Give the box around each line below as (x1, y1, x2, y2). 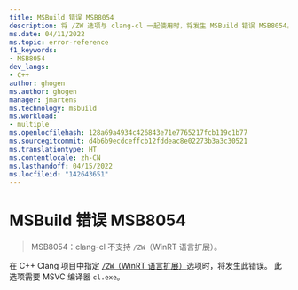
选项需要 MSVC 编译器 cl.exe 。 (9, 271, 125, 282)
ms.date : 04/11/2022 (9, 29, 86, 38)
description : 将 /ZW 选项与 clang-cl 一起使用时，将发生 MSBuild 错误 (9, 21, 255, 30)
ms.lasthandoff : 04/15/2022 (9, 161, 114, 170)
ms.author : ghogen (9, 87, 77, 96)
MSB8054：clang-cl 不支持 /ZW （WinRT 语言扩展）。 (30, 241, 223, 253)
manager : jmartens (9, 95, 77, 105)
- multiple (9, 121, 50, 129)
